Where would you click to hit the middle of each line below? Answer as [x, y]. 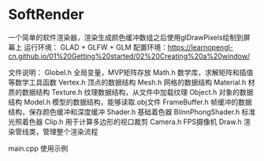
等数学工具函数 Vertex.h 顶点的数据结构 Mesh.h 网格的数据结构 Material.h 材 [132, 82]
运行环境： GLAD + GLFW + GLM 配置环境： [95, 47]
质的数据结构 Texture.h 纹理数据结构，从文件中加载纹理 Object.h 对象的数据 [131, 92]
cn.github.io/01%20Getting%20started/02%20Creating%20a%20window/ [129, 56]
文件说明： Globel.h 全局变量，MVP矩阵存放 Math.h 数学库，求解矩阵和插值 [131, 72]
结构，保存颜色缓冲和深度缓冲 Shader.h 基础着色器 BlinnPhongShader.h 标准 [132, 111]
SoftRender [46, 15]
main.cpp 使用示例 [38, 148]
